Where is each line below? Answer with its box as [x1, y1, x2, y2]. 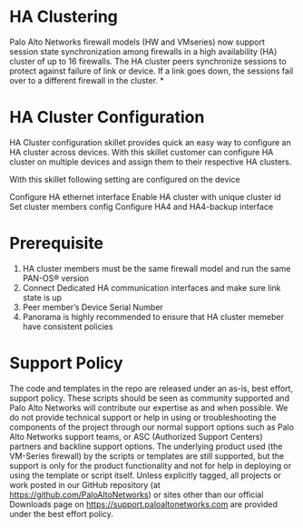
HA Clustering [9, 6, 118, 27]
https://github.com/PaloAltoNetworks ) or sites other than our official [9, 489, 264, 500]
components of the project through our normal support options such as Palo [9, 421, 295, 433]
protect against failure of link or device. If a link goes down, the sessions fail [9, 65, 294, 76]
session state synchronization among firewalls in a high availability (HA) [9, 45, 278, 56]
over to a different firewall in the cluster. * [9, 75, 165, 85]
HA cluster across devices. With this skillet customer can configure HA [9, 146, 274, 157]
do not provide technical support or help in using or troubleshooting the [9, 412, 277, 423]
